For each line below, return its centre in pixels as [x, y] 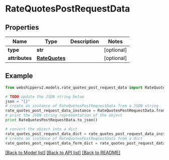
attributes [20, 58]
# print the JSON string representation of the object [64, 115]
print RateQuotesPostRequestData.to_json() [52, 120]
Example [19, 76]
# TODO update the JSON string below [45, 97]
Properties [22, 27]
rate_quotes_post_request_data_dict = [46, 134]
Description [84, 42]
